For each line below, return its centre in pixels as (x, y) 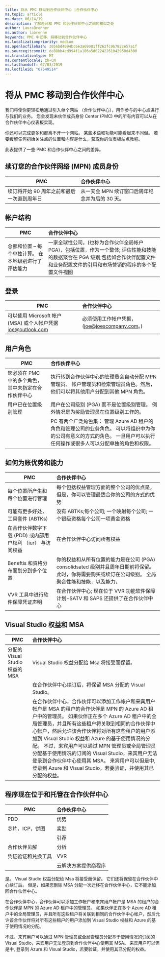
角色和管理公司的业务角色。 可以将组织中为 (101, 429)
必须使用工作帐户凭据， (109, 319)
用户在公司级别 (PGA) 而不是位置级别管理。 (101, 404)
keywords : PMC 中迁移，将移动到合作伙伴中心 (46, 38)
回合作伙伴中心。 (22, 891)
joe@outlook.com (28, 330)
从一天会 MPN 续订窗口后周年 (114, 191)
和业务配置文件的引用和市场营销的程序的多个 (100, 265)
